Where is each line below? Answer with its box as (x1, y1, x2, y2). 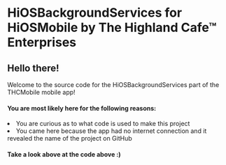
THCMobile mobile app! (7, 88, 76, 96)
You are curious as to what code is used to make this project (16, 120, 190, 128)
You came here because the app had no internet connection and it (16, 127, 207, 135)
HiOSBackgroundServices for (7, 5, 183, 21)
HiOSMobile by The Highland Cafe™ (7, 19, 217, 36)
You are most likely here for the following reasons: (7, 104, 157, 112)
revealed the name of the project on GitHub (7, 134, 133, 143)
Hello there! (7, 62, 59, 74)
